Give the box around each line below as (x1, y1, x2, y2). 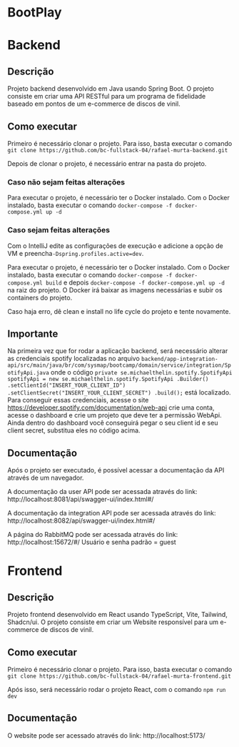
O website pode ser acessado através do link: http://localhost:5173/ (7, 731, 205, 740)
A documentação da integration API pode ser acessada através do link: (7, 509, 216, 518)
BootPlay (7, 4, 62, 21)
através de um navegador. (7, 473, 84, 483)
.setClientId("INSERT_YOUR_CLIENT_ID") (7, 382, 126, 390)
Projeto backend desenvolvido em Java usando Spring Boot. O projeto (7, 84, 214, 93)
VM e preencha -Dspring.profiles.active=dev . (7, 249, 144, 257)
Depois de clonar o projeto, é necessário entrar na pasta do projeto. (7, 159, 207, 168)
